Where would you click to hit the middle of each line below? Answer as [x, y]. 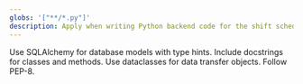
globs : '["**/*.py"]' [50, 18]
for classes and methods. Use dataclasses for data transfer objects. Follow [148, 61]
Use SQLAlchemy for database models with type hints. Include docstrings [147, 51]
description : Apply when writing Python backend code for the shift [141, 26]
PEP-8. [22, 71]
